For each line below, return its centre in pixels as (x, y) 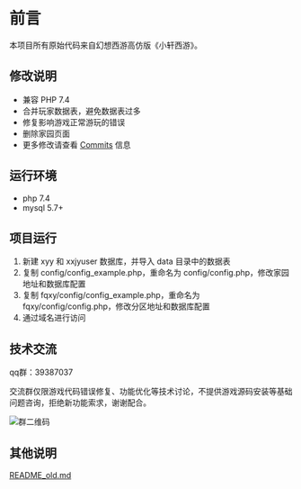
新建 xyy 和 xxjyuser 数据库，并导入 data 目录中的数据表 (126, 261)
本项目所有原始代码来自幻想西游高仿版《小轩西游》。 (106, 45)
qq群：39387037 (41, 372)
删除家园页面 (46, 133)
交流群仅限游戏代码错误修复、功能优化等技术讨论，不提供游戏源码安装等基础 (151, 392)
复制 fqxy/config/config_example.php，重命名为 (111, 295)
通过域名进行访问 (54, 318)
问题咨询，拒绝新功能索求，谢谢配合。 (80, 403)
